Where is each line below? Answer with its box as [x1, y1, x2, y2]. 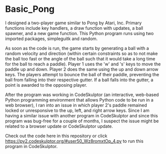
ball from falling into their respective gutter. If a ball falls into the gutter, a [5, 77, 154, 83]
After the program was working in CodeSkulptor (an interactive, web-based [5, 92, 159, 98]
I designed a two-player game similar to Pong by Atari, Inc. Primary [5, 20, 142, 26]
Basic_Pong [5, 3, 55, 15]
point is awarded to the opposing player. [5, 82, 88, 88]
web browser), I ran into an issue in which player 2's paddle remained [5, 102, 147, 108]
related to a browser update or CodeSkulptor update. [5, 123, 113, 129]
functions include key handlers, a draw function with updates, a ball [5, 25, 144, 31]
